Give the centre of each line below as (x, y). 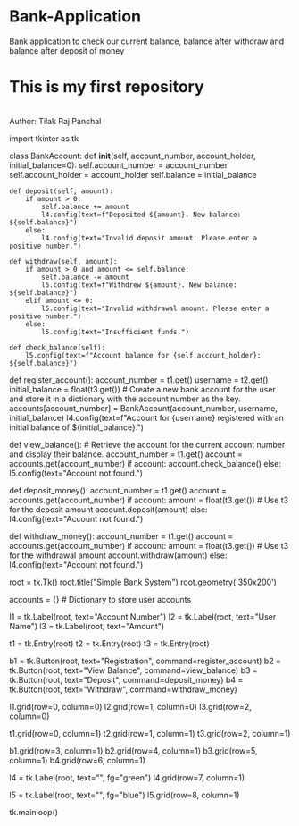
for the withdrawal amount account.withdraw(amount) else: (118, 555)
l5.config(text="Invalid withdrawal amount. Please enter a (155, 308)
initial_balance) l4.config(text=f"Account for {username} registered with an (146, 417)
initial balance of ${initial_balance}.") (77, 427)
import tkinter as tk (44, 138)
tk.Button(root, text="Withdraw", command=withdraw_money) (124, 689)
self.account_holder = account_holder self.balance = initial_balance (133, 174)
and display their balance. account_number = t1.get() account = (126, 454)
